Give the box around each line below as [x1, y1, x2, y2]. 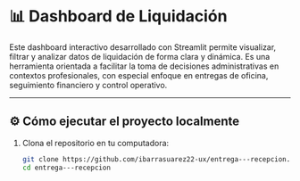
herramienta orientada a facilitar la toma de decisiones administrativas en [9, 61, 279, 71]
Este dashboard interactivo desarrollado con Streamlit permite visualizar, [9, 41, 277, 53]
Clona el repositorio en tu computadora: [21, 137, 170, 148]
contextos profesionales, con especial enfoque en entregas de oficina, [9, 70, 269, 80]
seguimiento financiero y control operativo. [9, 79, 168, 90]
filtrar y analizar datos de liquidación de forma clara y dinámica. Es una [9, 51, 271, 62]
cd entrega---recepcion [21, 163, 112, 172]
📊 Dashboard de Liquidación [9, 6, 228, 27]
